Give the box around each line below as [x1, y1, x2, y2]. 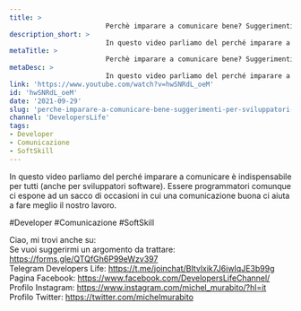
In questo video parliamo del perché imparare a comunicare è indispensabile [9, 171, 292, 182]
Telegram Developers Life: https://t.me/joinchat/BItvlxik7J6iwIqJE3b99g [9, 263, 275, 273]
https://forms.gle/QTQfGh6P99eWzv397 [9, 253, 159, 264]
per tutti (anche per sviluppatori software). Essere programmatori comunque [9, 180, 291, 191]
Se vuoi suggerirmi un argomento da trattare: [9, 244, 176, 255]
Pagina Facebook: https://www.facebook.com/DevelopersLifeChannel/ [9, 272, 271, 283]
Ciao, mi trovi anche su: [9, 234, 97, 245]
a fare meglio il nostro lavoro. [9, 199, 117, 211]
